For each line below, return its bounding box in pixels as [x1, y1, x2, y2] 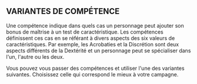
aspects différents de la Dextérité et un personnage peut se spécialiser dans [6, 47, 191, 54]
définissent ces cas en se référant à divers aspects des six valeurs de [6, 34, 175, 42]
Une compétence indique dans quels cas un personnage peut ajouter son [6, 22, 184, 29]
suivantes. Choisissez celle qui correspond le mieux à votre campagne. [6, 70, 179, 78]
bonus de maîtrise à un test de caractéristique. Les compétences [6, 28, 163, 35]
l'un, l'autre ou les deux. [6, 53, 65, 60]
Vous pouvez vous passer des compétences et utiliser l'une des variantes [6, 65, 185, 72]
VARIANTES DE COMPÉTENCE [6, 6, 120, 16]
